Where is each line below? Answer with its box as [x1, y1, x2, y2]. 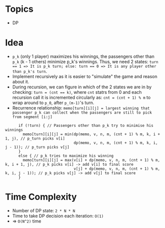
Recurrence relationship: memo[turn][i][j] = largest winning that [12, 105, 150, 111]
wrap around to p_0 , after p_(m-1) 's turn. [12, 100, 95, 106]
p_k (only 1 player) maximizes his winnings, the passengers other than [12, 53, 155, 59]
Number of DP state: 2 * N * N [12, 207, 76, 213]
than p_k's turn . [12, 68, 47, 74]
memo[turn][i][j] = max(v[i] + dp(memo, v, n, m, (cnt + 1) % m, [23, 157, 161, 162]
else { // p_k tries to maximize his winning [18, 153, 114, 158]
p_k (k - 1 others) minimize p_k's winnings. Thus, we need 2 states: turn [12, 58, 159, 65]
